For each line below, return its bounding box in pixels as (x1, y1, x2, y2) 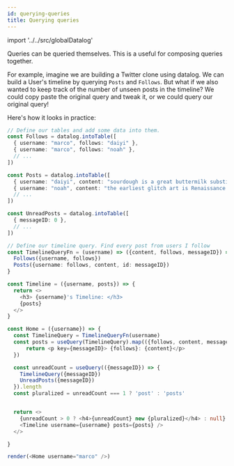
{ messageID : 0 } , (13, 217, 68, 224)
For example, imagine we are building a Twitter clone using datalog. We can (7, 70, 224, 79)
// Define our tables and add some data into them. (7, 127, 160, 134)
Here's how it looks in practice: (7, 113, 96, 122)
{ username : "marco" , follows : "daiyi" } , (13, 140, 139, 147)
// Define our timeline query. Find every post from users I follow (7, 242, 210, 249)
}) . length (13, 384, 42, 391)
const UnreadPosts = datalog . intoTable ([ (7, 210, 130, 217)
